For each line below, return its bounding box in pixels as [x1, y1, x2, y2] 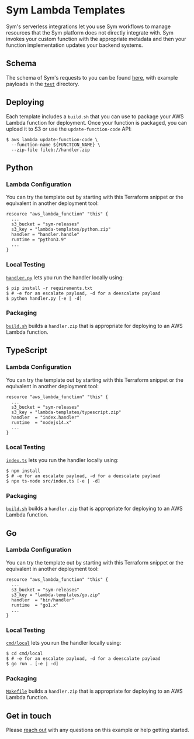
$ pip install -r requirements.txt [6, 285, 93, 291]
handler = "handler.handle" [11, 232, 80, 238]
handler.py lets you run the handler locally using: [6, 273, 124, 281]
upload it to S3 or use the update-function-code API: [6, 125, 132, 132]
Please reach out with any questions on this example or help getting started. [6, 727, 189, 734]
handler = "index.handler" [11, 414, 80, 420]
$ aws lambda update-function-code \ [6, 136, 98, 142]
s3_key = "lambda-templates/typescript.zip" [11, 409, 122, 415]
